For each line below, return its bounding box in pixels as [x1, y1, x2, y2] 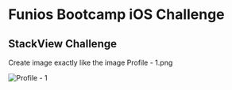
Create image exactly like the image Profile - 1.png [8, 58, 173, 67]
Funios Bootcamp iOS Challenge [8, 6, 225, 24]
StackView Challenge [8, 37, 118, 51]
